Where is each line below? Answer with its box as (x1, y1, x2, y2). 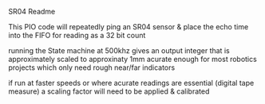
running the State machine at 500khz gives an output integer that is (8, 46, 230, 55)
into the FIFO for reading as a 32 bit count (8, 31, 146, 40)
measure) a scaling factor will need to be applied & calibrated (8, 87, 210, 96)
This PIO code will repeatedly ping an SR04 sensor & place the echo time (8, 22, 249, 31)
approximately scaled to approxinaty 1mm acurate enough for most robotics (8, 55, 257, 64)
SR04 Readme (8, 7, 56, 16)
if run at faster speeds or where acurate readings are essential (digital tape (8, 79, 255, 87)
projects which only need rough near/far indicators (8, 63, 176, 72)
